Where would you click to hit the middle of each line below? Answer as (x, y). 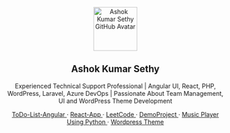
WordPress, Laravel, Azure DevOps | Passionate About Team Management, (115, 93)
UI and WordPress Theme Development (115, 101)
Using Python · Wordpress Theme (115, 122)
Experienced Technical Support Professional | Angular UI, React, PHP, (115, 86)
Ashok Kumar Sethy (115, 69)
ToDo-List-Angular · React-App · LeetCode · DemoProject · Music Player (115, 114)
